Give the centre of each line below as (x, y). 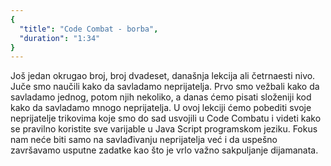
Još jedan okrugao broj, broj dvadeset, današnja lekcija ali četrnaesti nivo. (163, 76)
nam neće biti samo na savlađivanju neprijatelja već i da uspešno (144, 140)
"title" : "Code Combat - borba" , (89, 29)
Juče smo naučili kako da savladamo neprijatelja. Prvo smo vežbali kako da (165, 87)
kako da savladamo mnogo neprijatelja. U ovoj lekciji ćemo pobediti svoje (161, 108)
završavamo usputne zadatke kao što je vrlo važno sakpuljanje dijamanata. (164, 150)
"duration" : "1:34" (60, 38)
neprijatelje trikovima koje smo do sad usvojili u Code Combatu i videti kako (166, 118)
